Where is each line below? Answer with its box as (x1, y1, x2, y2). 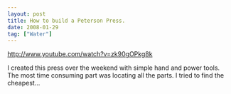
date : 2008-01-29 (7, 23, 59, 31)
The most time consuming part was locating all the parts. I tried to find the (7, 71, 225, 80)
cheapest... (7, 79, 41, 88)
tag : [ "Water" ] (7, 30, 53, 38)
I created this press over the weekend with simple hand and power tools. (7, 63, 220, 72)
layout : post (7, 10, 46, 18)
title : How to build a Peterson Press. (7, 17, 126, 24)
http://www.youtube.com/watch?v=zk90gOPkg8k (7, 50, 153, 58)
